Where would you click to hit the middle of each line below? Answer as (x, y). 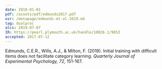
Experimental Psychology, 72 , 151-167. (44, 61)
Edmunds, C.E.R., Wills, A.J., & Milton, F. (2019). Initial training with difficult (81, 51)
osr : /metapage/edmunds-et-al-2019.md (45, 19)
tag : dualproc (20, 23)
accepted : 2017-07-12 (27, 37)
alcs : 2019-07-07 (23, 28)
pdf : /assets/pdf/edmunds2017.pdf (41, 14)
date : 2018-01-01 (23, 10)
